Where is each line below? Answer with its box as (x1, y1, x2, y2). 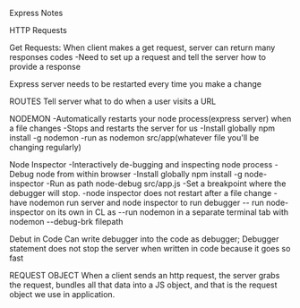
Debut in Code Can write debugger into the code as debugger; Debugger (9, 234, 279, 244)
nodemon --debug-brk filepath (9, 217, 124, 227)
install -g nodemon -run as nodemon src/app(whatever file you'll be (9, 133, 260, 142)
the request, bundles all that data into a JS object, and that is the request (9, 279, 278, 290)
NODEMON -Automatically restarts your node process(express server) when (9, 114, 292, 124)
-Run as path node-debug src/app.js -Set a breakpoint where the (46, 178, 287, 189)
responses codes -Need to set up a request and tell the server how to (9, 52, 267, 62)
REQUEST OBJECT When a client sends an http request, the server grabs (9, 270, 280, 280)
